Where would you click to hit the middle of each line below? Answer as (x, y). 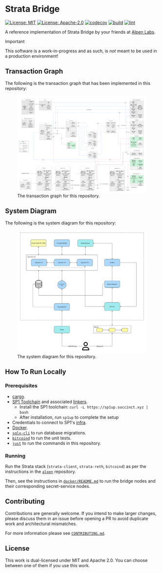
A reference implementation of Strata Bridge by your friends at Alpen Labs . (80, 32)
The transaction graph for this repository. (59, 196)
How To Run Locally (36, 372)
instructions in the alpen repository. (40, 471)
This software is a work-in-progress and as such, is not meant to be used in (81, 51)
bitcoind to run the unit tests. (42, 438)
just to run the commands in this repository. (57, 443)
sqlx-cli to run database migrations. (49, 432)
